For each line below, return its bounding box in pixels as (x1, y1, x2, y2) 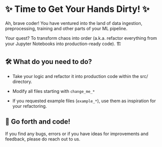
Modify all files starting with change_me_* (12, 88, 95, 94)
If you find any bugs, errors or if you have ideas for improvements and (5, 131, 149, 137)
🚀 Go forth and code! (5, 118, 71, 126)
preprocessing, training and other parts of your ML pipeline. (5, 25, 128, 31)
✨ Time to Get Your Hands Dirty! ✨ (5, 3, 150, 15)
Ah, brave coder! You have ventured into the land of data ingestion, (5, 20, 143, 26)
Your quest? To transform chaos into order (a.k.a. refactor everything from (5, 35, 158, 41)
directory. (12, 78, 32, 84)
